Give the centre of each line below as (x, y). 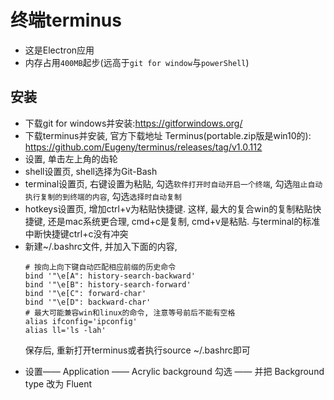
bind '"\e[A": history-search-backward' (110, 276)
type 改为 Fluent (58, 383)
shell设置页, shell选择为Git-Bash (91, 171)
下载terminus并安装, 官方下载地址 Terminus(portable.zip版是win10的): (168, 135)
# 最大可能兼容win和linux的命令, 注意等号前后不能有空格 (130, 312)
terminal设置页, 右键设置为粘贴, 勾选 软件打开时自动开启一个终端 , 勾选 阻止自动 (173, 183)
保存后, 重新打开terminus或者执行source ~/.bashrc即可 (137, 350)
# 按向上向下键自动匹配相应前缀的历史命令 (100, 267)
